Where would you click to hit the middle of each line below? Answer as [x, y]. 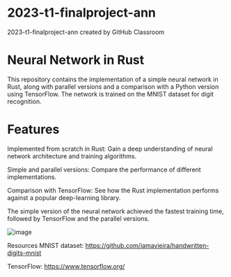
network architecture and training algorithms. [72, 156]
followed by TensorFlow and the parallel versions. [78, 218]
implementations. [32, 177]
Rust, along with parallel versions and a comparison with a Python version [113, 86]
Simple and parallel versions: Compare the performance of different [104, 169]
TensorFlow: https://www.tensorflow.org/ [66, 266]
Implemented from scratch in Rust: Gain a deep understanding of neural [110, 149]
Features [33, 129]
